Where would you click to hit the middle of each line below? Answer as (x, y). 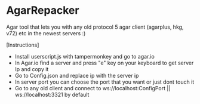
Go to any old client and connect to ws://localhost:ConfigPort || (93, 88)
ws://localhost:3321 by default (52, 94)
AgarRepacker (43, 10)
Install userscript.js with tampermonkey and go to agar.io (85, 56)
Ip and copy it (32, 69)
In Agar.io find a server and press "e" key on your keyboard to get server (104, 63)
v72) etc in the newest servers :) (46, 33)
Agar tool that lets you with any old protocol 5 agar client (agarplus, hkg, (95, 27)
